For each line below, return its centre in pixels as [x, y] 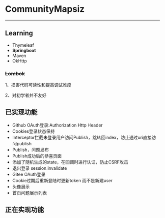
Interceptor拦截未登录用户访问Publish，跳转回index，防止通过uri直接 [82, 137]
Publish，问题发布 [30, 150]
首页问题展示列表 [29, 192]
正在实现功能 [25, 210]
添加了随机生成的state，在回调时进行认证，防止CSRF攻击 [70, 162]
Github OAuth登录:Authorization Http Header [57, 125]
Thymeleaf [23, 45]
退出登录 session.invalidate [40, 168]
